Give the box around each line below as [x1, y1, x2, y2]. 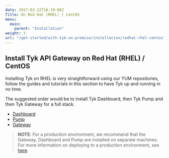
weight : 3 [5, 31, 26, 36]
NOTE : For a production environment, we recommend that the [17, 131, 146, 137]
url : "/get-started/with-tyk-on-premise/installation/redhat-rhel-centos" [5, 36, 165, 41]
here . [17, 147, 29, 153]
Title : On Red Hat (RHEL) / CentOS [5, 12, 80, 17]
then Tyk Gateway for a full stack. [5, 101, 75, 107]
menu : [5, 17, 17, 22]
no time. [5, 86, 23, 92]
